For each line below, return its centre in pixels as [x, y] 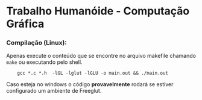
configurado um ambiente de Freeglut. [54, 91]
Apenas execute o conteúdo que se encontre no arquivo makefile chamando [101, 56]
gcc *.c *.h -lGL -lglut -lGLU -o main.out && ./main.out [93, 73]
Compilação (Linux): [37, 43]
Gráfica [25, 24]
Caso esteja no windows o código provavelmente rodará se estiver [90, 84]
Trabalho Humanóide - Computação [98, 11]
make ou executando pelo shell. [44, 62]
